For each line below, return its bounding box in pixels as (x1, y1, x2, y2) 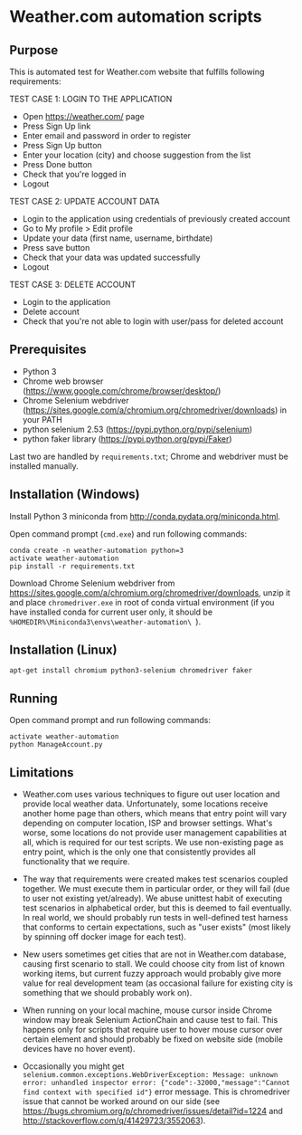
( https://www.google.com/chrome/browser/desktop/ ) (22, 385, 222, 396)
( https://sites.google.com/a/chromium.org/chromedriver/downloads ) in (22, 405, 288, 415)
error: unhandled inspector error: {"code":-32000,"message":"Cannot (22, 1079, 291, 1088)
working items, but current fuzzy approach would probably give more (22, 968, 282, 979)
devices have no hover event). (22, 1044, 136, 1054)
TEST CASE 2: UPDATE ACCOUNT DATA (9, 196, 160, 206)
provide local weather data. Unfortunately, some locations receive (22, 798, 269, 809)
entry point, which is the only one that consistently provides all (22, 846, 256, 857)
